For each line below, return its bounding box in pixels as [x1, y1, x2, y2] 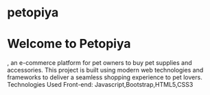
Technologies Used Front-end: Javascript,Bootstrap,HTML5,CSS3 [7, 81, 194, 89]
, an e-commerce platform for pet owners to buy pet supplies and [7, 59, 192, 67]
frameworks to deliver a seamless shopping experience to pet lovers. [7, 73, 202, 81]
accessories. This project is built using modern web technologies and [7, 66, 204, 74]
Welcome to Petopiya [7, 36, 132, 52]
